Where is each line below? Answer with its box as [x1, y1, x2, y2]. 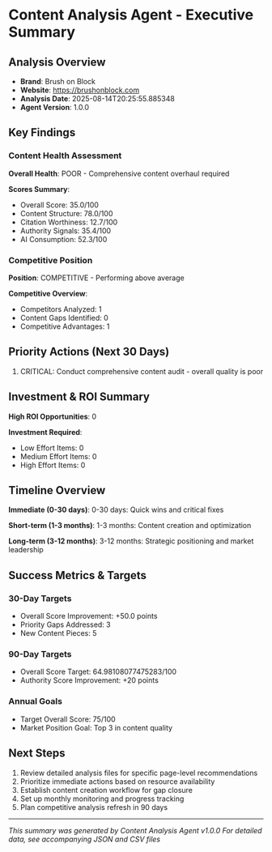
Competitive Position [8, 254, 93, 266]
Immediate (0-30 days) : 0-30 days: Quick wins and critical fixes [8, 505, 224, 515]
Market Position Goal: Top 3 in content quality [19, 722, 172, 732]
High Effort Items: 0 [19, 460, 86, 470]
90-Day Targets [8, 649, 72, 660]
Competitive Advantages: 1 [19, 322, 110, 331]
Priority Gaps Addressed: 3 [19, 620, 111, 629]
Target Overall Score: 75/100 [19, 714, 116, 724]
